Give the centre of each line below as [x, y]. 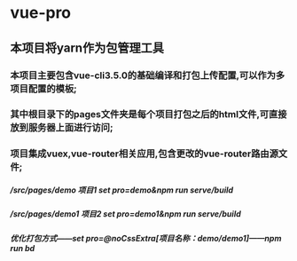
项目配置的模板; [44, 89]
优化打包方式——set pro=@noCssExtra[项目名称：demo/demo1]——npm [146, 238]
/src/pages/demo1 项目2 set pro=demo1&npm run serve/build [126, 214]
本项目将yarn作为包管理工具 [87, 47]
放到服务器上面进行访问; [62, 128]
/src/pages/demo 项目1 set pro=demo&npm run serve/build [122, 190]
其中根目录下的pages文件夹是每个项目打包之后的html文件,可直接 [148, 115]
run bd [23, 248]
